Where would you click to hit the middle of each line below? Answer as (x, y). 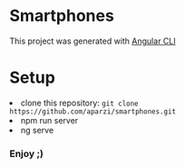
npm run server (50, 120)
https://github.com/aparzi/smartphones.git (93, 111)
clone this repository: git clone (80, 103)
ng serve (38, 130)
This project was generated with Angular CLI (92, 41)
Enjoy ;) (26, 153)
